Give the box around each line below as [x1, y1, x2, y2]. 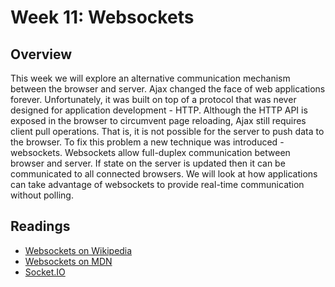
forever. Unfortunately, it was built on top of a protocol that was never [10, 94, 297, 105]
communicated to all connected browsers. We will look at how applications [10, 168, 318, 180]
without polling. [10, 189, 74, 201]
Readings [10, 218, 71, 235]
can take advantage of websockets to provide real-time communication [10, 179, 305, 190]
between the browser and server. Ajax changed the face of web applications [10, 83, 326, 95]
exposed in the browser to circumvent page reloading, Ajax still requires [10, 115, 307, 126]
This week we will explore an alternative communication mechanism [10, 72, 291, 84]
